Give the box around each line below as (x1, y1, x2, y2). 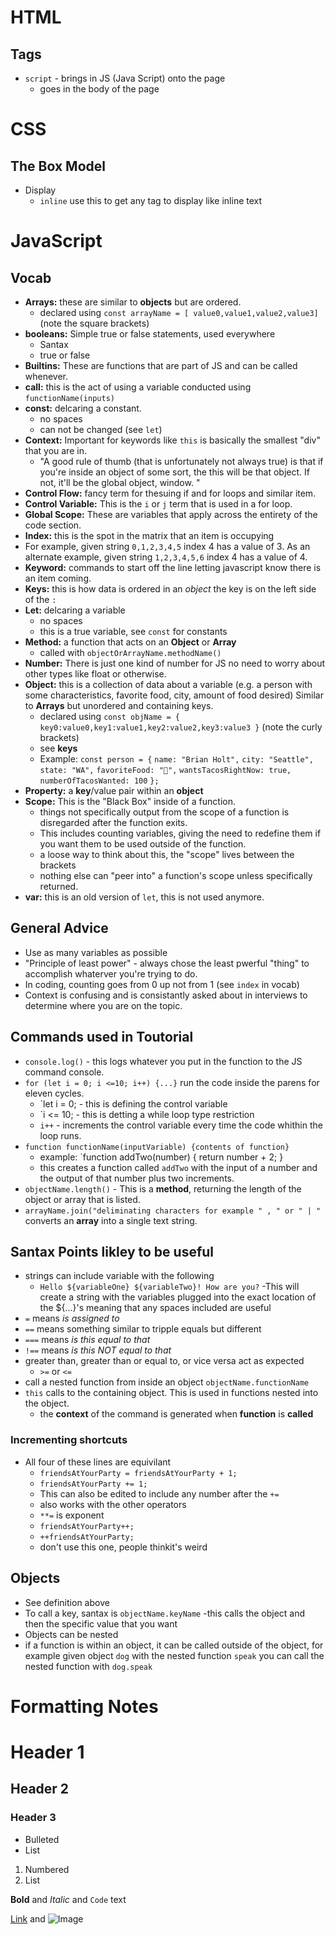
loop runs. (39, 1129, 82, 1141)
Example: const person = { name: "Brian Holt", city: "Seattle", (39, 753, 314, 765)
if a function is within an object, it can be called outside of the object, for (24, 1639, 324, 1651)
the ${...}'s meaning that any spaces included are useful (39, 1302, 272, 1314)
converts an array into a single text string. (24, 1214, 198, 1226)
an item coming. (24, 572, 92, 584)
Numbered (24, 1863, 70, 1875)
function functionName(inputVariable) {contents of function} (24, 1142, 290, 1152)
